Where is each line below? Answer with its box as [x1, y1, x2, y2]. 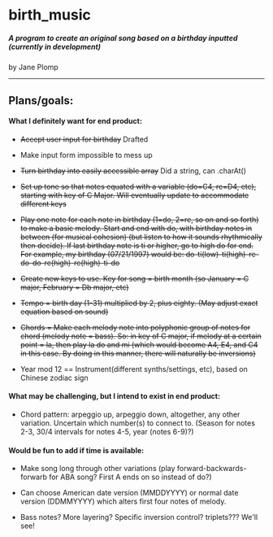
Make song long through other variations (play [19, 464, 175, 474]
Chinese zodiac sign [19, 373, 89, 382]
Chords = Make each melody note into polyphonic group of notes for [19, 322, 250, 332]
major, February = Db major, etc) [19, 282, 129, 292]
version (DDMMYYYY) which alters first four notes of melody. [19, 496, 227, 506]
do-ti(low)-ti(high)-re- [185, 249, 259, 259]
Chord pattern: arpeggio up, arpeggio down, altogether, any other [19, 409, 240, 419]
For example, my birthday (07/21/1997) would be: [19, 249, 184, 259]
